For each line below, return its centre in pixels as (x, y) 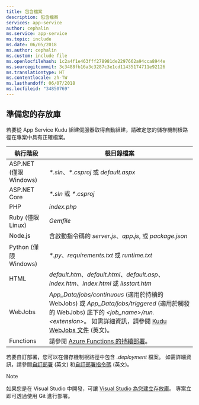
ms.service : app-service (37, 34)
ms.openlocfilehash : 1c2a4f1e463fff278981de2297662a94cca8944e (86, 61)
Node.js (20, 235)
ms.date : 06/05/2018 (32, 45)
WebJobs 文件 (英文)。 (81, 330)
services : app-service (34, 23)
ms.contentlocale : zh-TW (37, 78)
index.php (63, 206)
